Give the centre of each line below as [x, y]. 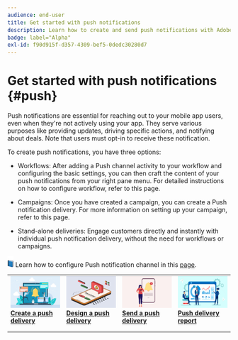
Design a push [88, 313]
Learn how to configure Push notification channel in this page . [106, 265]
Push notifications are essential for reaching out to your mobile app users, [115, 116]
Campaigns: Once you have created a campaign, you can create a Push [122, 202]
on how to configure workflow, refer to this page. [89, 189]
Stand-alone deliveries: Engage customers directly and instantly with [118, 231]
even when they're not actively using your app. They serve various [104, 124]
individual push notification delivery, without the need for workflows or [121, 238]
